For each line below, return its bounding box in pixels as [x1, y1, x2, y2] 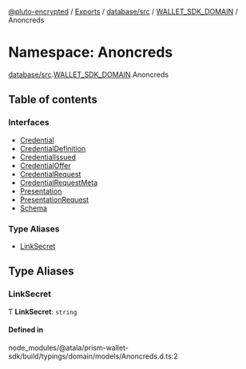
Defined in [8, 325, 44, 335]
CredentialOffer [19, 160, 71, 170]
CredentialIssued [19, 152, 77, 162]
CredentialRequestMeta [19, 178, 98, 187]
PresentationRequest [19, 195, 89, 204]
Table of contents [8, 93, 97, 106]
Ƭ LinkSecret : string [8, 307, 77, 316]
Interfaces [8, 117, 50, 128]
